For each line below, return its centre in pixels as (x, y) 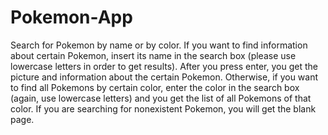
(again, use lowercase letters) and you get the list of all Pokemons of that (161, 98)
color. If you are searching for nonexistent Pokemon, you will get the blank (163, 108)
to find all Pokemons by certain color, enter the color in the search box (155, 87)
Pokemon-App (71, 17)
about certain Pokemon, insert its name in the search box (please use (153, 55)
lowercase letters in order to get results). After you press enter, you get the (164, 66)
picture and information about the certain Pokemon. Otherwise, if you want (164, 77)
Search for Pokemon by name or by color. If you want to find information (159, 45)
